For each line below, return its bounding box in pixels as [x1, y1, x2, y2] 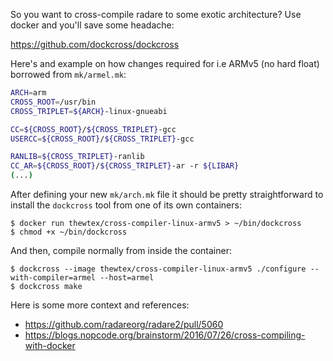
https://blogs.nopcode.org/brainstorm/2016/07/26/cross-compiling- [24, 329, 306, 341]
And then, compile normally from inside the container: [10, 245, 232, 256]
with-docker [24, 340, 76, 351]
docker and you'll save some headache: [10, 19, 175, 31]
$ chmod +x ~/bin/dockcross [10, 227, 128, 237]
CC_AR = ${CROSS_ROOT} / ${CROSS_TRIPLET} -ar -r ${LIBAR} [10, 161, 240, 171]
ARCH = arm [10, 88, 47, 98]
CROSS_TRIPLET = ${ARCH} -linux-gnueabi [10, 106, 168, 116]
